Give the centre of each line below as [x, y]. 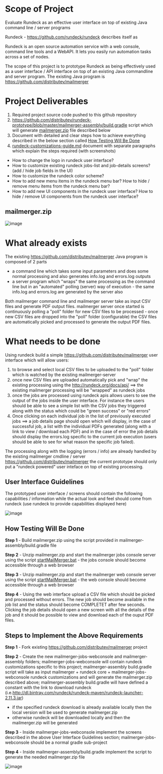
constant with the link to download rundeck [48, 688]
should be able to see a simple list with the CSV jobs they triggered [79, 405]
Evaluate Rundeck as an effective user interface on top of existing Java [76, 22]
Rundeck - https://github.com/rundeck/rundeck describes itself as [71, 37]
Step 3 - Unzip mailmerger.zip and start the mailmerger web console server [81, 575]
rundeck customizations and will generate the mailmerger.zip [91, 677]
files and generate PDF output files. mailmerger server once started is [75, 306]
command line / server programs [38, 27]
